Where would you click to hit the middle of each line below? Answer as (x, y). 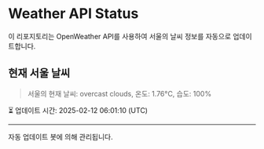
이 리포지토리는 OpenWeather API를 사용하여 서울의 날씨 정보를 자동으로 (120, 36)
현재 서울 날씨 (39, 73)
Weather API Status (73, 14)
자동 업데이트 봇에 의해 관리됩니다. (60, 136)
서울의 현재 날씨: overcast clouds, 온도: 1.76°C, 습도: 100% (119, 93)
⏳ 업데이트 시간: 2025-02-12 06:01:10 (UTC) (78, 110)
